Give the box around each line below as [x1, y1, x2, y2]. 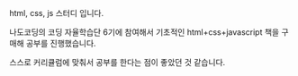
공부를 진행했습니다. [25, 38, 96, 48]
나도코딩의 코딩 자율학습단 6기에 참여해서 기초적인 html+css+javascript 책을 [9, 27, 280, 38]
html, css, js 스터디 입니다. [9, 8, 104, 18]
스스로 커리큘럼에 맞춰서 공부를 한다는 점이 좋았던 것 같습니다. [9, 57, 226, 67]
